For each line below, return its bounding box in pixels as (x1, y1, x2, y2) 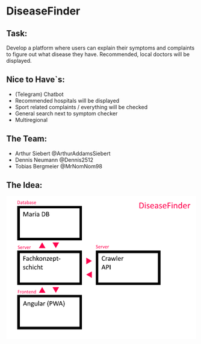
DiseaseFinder (6, 4, 81, 18)
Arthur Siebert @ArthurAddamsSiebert (14, 150, 111, 157)
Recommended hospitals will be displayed (14, 97, 120, 104)
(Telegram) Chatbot (14, 91, 64, 98)
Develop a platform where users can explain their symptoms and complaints (6, 44, 195, 51)
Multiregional (14, 116, 48, 123)
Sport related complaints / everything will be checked (14, 103, 148, 110)
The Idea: (6, 180, 43, 191)
